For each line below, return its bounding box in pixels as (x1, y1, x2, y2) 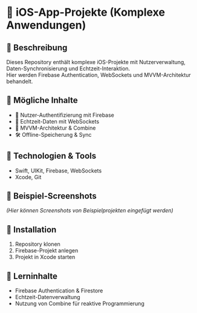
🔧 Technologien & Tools (6, 151, 97, 161)
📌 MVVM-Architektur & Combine (15, 124, 96, 131)
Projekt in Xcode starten (15, 254, 76, 261)
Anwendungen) (6, 18, 86, 32)
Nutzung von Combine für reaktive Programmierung (15, 300, 145, 308)
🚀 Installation (6, 224, 57, 235)
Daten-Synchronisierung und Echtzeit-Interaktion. (6, 65, 131, 72)
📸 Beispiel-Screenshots (6, 191, 97, 202)
